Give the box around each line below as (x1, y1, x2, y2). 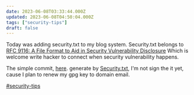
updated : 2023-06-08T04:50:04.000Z (6, 14, 94, 20)
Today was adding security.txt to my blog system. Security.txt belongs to (6, 41, 184, 48)
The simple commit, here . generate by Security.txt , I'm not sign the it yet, (6, 65, 184, 72)
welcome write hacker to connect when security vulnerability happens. (6, 53, 179, 60)
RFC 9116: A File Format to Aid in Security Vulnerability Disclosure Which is (6, 48, 189, 55)
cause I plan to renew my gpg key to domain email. (6, 71, 130, 78)
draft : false (6, 25, 38, 31)
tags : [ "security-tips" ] (6, 19, 67, 25)
